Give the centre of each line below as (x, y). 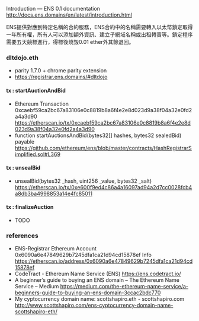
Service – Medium (37, 287)
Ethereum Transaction (42, 104)
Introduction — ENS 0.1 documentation (53, 9)
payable (24, 141)
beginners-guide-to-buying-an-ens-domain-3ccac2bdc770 (88, 293)
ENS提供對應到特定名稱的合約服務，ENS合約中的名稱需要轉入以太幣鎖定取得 (99, 27)
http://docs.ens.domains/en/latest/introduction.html (69, 15)
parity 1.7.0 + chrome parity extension (61, 71)
